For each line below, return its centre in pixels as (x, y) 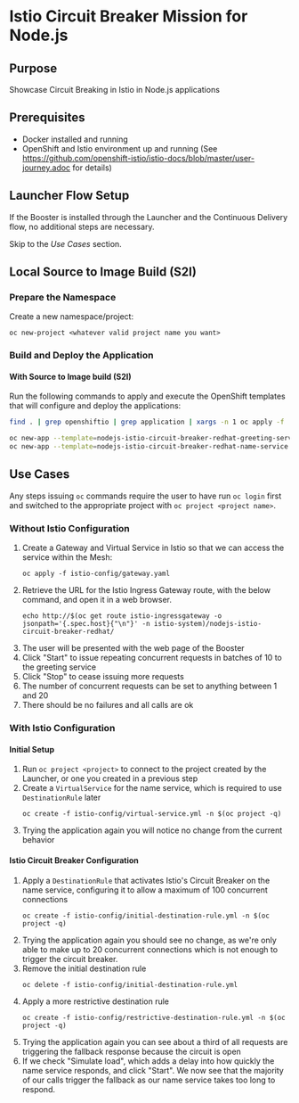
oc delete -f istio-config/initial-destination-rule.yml (130, 984)
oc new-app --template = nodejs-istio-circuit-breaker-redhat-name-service (149, 447)
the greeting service (59, 667)
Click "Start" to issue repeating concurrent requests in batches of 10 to (152, 658)
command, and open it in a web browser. (97, 600)
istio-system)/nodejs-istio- (208, 624)
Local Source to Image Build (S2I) (103, 272)
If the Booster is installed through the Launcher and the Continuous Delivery (149, 217)
